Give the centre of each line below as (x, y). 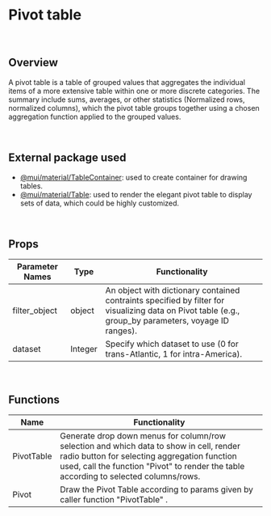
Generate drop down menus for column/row (143, 436)
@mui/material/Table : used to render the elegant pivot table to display (136, 194)
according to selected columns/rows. (130, 476)
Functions (34, 399)
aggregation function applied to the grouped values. (95, 116)
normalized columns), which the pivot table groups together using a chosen (134, 108)
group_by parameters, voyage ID (167, 321)
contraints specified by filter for (165, 301)
